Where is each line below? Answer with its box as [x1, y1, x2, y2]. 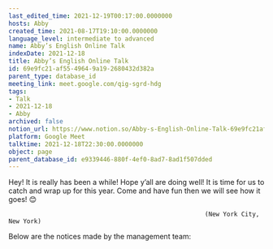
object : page [8, 148, 53, 156]
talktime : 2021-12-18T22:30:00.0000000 [8, 140, 144, 148]
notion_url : [8, 125, 49, 133]
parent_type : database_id [8, 72, 96, 80]
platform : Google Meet [8, 132, 85, 140]
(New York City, [204, 210, 260, 219]
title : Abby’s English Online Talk [8, 58, 129, 66]
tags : [8, 87, 27, 96]
